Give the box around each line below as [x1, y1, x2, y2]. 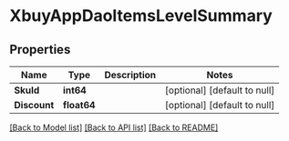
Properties [9, 42, 71, 57]
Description [104, 69, 157, 81]
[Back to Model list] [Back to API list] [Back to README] [9, 122, 219, 133]
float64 [62, 99, 96, 111]
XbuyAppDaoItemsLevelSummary [9, 5, 274, 26]
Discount [14, 99, 55, 111]
